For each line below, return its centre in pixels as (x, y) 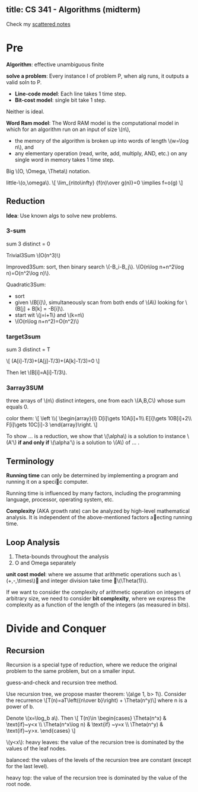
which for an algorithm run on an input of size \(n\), (68, 129)
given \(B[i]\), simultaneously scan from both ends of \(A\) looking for (99, 302)
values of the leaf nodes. (36, 749)
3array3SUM (25, 388)
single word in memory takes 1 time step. (64, 159)
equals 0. (17, 407)
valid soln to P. (24, 82)
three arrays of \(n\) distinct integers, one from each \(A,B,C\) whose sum (96, 401)
